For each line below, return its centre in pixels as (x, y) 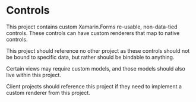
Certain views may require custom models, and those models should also (96, 68)
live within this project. (34, 75)
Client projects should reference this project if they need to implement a (94, 86)
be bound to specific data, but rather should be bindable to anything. (90, 57)
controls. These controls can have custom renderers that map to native (93, 33)
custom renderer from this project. (48, 93)
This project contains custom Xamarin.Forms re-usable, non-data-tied (92, 27)
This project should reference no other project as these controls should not (98, 50)
